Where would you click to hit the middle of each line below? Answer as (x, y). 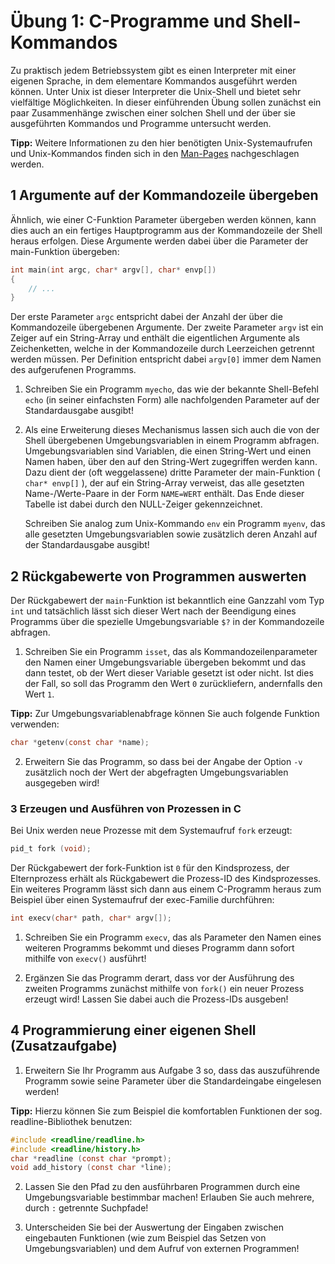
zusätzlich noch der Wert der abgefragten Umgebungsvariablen (156, 772)
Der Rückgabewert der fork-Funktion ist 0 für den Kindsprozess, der (150, 868)
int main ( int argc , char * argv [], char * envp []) (113, 270)
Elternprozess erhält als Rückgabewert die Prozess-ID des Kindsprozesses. (166, 879)
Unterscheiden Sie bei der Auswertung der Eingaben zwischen (154, 1227)
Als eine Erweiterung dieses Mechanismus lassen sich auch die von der (172, 430)
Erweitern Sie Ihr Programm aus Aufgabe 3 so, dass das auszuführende (172, 1070)
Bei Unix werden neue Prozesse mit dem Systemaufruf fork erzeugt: (151, 831)
